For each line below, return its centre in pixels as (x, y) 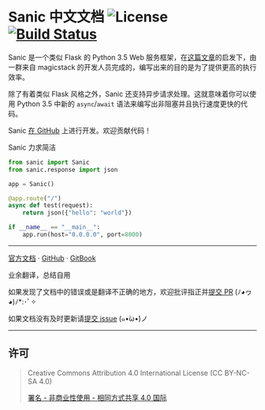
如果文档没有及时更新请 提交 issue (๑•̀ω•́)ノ (78, 318)
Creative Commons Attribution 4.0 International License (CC (125, 373)
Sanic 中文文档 (56, 17)
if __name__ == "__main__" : (54, 227)
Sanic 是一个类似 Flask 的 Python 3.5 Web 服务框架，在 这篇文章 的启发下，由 (132, 57)
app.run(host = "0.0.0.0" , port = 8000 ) (83, 235)
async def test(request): (50, 206)
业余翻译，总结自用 (39, 275)
